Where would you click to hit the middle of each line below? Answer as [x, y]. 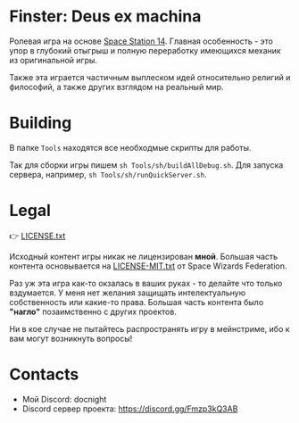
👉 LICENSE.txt [37, 236]
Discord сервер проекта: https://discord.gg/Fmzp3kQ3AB [130, 409]
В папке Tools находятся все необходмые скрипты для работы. [130, 147]
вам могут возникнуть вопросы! [71, 338]
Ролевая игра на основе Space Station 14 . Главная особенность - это [141, 41]
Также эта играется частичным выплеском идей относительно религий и [150, 77]
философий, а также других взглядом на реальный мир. [116, 87]
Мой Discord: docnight [64, 399]
